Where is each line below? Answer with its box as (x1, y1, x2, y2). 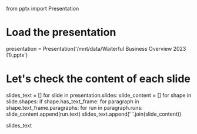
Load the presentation (6, 26, 116, 39)
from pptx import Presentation (6, 5, 79, 12)
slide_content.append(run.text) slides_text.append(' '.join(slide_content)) (6, 110, 182, 117)
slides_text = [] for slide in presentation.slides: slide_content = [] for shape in (6, 91, 192, 99)
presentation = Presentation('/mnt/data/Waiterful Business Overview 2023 (6, 45, 186, 52)
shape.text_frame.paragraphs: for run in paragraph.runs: (6, 104, 143, 111)
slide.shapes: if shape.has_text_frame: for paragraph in (6, 97, 139, 105)
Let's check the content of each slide (6, 72, 191, 86)
